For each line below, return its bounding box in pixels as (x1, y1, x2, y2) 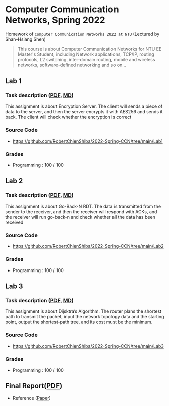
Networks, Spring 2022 (5, 14, 105, 26)
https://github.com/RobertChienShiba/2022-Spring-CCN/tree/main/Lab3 (12, 343, 164, 349)
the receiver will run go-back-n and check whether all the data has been (5, 214, 155, 220)
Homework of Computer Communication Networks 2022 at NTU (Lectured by (5, 31, 160, 37)
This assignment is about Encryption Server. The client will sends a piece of (5, 103, 163, 109)
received (5, 219, 24, 225)
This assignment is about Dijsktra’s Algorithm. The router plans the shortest (5, 308, 162, 314)
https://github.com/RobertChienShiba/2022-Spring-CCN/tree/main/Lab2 (12, 243, 164, 249)
